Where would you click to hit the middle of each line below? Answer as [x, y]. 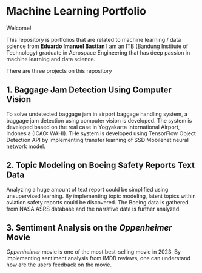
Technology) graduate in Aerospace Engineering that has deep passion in [98, 52]
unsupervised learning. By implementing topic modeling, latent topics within [101, 196]
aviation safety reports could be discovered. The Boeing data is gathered [97, 202]
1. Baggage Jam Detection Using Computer [89, 90]
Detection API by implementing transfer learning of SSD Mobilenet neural [98, 140]
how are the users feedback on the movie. [59, 265]
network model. [26, 146]
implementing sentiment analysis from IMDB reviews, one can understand [99, 258]
